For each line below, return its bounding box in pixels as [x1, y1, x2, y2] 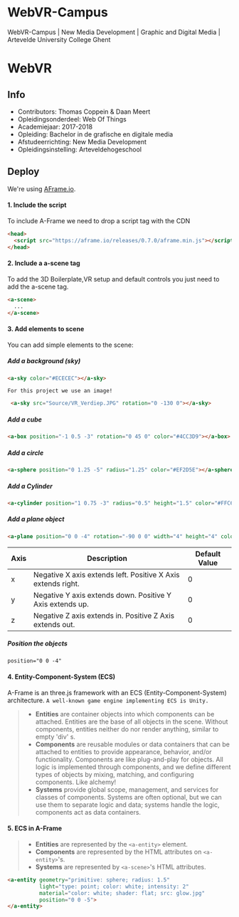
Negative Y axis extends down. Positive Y [33, 590, 172, 600]
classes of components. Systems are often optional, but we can [35, 793, 222, 801]
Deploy [7, 166, 40, 178]
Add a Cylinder [7, 481, 53, 490]
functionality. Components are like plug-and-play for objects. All [35, 755, 224, 763]
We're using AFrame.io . [7, 184, 76, 193]
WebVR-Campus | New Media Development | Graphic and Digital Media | [7, 28, 221, 36]
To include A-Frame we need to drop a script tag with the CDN [7, 216, 191, 225]
